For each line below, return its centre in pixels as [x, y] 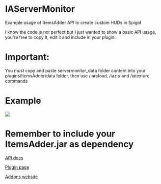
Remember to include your [60, 134]
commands [16, 81]
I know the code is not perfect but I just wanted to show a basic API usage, [80, 32]
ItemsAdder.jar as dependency [69, 144]
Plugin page [17, 167]
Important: [27, 57]
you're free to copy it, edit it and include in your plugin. [61, 37]
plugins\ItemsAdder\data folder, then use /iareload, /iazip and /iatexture [77, 76]
